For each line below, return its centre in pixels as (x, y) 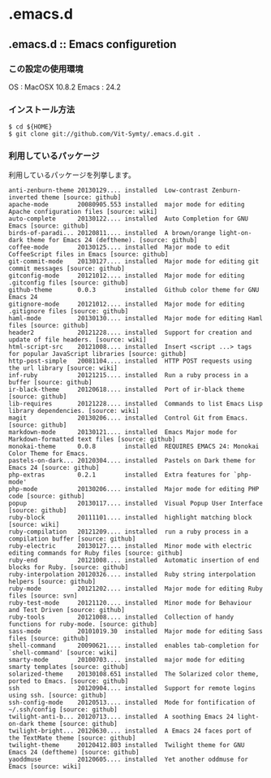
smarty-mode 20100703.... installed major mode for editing (127, 660)
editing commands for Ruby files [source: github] (96, 554)
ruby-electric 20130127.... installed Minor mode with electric (130, 546)
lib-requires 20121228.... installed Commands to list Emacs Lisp (136, 404)
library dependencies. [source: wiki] (74, 411)
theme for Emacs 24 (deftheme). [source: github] (112, 241)
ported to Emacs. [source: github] (69, 681)
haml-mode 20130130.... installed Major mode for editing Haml (136, 319)
